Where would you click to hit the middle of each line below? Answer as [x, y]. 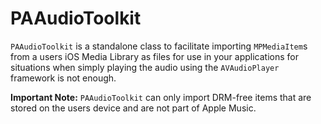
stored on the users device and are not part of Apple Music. [133, 108]
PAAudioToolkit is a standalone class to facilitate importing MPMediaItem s [159, 46]
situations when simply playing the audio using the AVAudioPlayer [145, 67]
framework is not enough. [63, 78]
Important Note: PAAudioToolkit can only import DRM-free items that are [161, 97]
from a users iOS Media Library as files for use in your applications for [154, 56]
